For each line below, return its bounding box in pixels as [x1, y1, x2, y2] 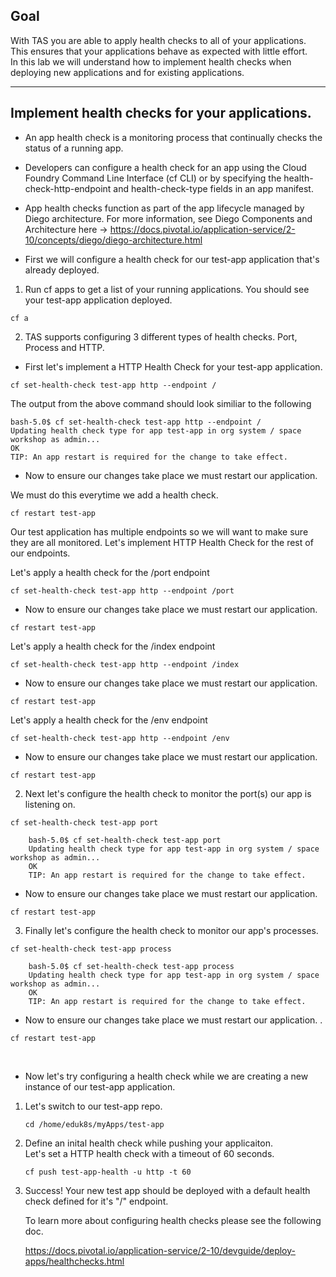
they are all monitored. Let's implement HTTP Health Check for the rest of [10, 536, 314, 548]
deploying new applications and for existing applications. [10, 66, 245, 78]
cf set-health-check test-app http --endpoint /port [10, 585, 235, 596]
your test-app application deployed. [24, 294, 173, 306]
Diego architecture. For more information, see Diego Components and [24, 212, 313, 224]
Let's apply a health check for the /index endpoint [10, 640, 216, 652]
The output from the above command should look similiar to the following [10, 397, 312, 409]
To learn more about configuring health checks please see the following [24, 1214, 322, 1226]
